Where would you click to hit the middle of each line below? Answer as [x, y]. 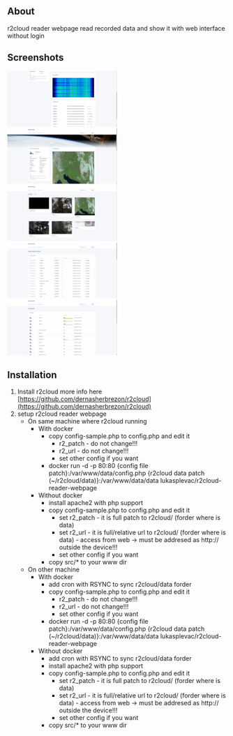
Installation [32, 375]
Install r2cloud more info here [60, 391]
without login [26, 36]
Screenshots [36, 58]
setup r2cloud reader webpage [62, 414]
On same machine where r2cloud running [88, 421]
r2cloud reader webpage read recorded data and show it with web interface [116, 28]
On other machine [54, 569]
